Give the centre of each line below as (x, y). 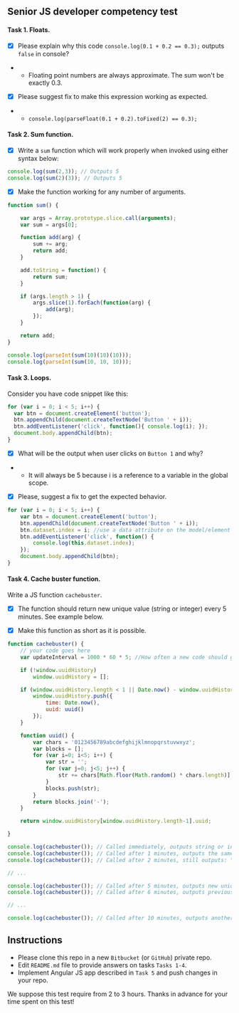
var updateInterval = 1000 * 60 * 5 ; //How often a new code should (124, 657)
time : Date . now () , (73, 703)
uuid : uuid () (64, 710)
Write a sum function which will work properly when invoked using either (123, 150)
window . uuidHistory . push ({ (73, 696)
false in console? (43, 53)
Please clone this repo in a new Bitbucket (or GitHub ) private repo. (115, 957)
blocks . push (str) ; (73, 788)
